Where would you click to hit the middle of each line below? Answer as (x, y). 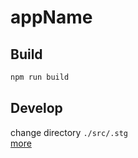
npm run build (40, 77)
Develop (36, 108)
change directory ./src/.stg (69, 132)
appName (51, 17)
